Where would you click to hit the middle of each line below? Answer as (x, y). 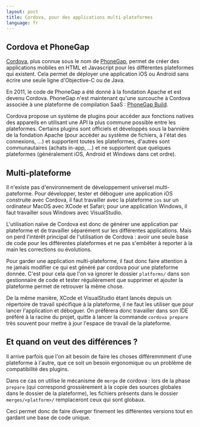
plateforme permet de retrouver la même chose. (65, 286)
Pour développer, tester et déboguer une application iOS (104, 194)
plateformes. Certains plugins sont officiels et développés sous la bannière (98, 129)
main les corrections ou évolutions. (49, 249)
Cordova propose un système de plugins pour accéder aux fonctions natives (100, 116)
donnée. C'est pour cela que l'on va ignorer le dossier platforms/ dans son (98, 274)
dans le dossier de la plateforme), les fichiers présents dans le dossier (92, 393)
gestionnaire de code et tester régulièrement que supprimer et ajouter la (95, 280)
